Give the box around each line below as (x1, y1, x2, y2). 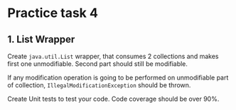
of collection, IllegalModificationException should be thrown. (7, 81, 191, 89)
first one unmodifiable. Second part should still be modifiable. (7, 60, 188, 68)
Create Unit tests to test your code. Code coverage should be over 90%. (7, 94, 220, 103)
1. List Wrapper (7, 33, 75, 45)
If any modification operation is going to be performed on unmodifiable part (7, 73, 229, 82)
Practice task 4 (7, 5, 98, 21)
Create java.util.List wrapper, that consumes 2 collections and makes (7, 52, 219, 60)
